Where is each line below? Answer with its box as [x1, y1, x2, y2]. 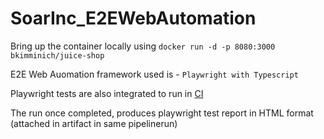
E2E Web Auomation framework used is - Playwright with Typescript [10, 68, 299, 80]
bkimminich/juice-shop [10, 50, 105, 61]
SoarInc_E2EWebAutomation [10, 7, 257, 30]
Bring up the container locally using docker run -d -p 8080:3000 [10, 40, 276, 52]
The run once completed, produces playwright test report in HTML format [10, 107, 314, 119]
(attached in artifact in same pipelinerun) [10, 117, 178, 129]
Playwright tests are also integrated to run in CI [10, 87, 204, 99]
